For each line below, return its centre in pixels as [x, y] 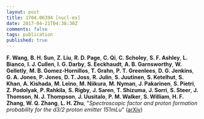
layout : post [23, 12]
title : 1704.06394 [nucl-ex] [43, 18]
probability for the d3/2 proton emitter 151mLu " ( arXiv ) [75, 110]
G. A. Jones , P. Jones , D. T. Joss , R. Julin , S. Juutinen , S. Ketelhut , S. [95, 77]
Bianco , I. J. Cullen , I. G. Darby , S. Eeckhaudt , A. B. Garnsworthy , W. [94, 64]
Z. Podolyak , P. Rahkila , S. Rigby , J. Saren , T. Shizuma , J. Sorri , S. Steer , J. [102, 90]
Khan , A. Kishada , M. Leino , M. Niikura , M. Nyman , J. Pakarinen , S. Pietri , [101, 84]
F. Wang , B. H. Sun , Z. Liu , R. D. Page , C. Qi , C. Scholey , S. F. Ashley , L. [97, 58]
